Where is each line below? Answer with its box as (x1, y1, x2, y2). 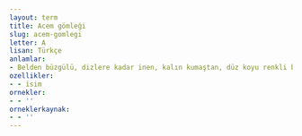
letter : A (9, 38, 47, 47)
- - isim (9, 80, 42, 89)
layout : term (9, 13, 58, 22)
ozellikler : (9, 72, 54, 81)
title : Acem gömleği (9, 21, 87, 30)
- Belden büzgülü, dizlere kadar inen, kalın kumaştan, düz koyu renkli (9, 64, 288, 72)
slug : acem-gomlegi (9, 30, 83, 38)
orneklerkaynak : (9, 105, 70, 114)
